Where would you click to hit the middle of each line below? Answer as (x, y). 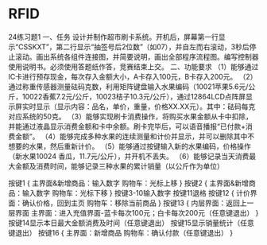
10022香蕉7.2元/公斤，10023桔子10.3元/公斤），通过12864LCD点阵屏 (134, 96)
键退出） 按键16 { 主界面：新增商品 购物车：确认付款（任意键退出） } (120, 232)
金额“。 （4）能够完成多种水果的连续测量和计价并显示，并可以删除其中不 (135, 136)
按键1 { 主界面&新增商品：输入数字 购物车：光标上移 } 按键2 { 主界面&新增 (128, 183)
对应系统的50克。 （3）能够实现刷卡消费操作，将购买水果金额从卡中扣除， (130, 116)
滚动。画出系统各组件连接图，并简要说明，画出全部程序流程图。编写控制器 (137, 56)
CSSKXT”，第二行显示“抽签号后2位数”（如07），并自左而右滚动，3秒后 (134, 47)
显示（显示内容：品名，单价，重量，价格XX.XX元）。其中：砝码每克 (145, 106)
